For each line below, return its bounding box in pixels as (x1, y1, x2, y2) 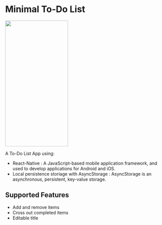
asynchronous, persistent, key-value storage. (12, 176, 106, 182)
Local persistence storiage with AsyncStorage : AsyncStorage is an (12, 171, 152, 177)
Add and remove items (12, 204, 60, 210)
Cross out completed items (12, 209, 69, 215)
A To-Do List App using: (5, 150, 55, 157)
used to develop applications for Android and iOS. (12, 165, 116, 172)
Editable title (12, 215, 39, 221)
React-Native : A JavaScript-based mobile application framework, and (12, 160, 157, 166)
